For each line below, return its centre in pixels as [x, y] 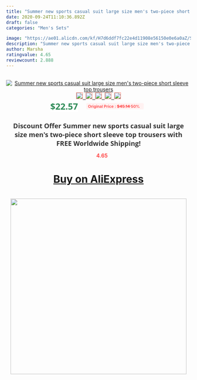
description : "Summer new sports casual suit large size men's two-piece [98, 44]
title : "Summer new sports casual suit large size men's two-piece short [98, 11]
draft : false [22, 22]
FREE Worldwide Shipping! [98, 143]
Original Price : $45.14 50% [114, 106]
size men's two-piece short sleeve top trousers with [98, 134]
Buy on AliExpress [98, 179]
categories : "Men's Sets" [38, 28]
